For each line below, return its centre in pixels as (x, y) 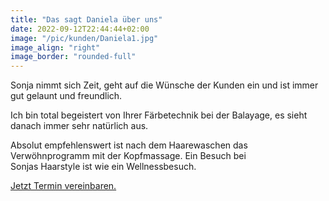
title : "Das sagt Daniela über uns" (86, 19)
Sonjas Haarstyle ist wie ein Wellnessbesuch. (103, 167)
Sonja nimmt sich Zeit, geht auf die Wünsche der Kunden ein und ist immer (164, 85)
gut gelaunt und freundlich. (66, 96)
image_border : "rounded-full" (73, 57)
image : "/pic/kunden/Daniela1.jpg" (84, 38)
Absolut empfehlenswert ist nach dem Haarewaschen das (129, 145)
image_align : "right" (55, 47)
